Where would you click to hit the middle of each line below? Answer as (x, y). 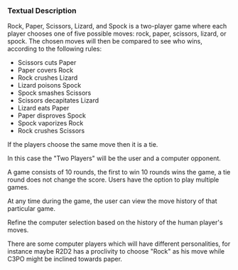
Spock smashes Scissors (54, 93)
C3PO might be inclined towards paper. (65, 259)
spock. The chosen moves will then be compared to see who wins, (105, 41)
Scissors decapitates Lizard (58, 100)
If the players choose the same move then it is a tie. (83, 145)
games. (18, 187)
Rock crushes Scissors (51, 131)
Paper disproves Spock (52, 115)
